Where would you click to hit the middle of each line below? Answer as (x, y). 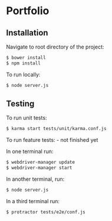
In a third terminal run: (33, 201)
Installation (27, 33)
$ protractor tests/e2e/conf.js (46, 212)
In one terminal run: (30, 151)
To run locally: (23, 74)
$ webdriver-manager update (41, 162)
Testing (20, 104)
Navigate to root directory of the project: (55, 47)
